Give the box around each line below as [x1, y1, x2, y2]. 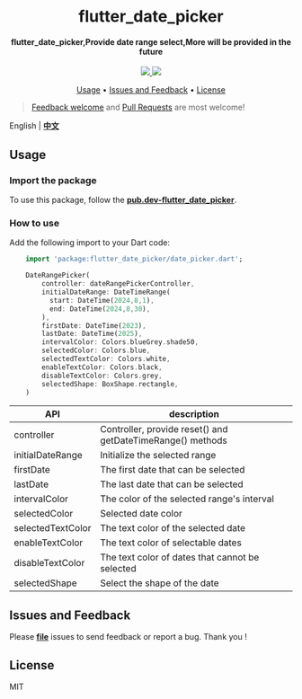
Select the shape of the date [100, 577, 219, 589]
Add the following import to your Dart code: [9, 237, 171, 248]
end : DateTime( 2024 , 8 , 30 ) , [49, 304, 151, 314]
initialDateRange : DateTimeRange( [41, 288, 171, 296]
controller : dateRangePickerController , [41, 279, 195, 288]
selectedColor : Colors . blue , [41, 346, 151, 356]
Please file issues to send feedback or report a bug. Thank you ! [9, 632, 247, 642]
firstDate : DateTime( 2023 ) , [41, 321, 147, 330]
